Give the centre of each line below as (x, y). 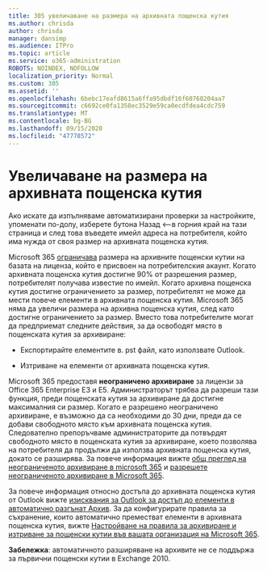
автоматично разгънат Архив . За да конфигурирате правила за (118, 508)
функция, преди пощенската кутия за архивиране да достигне (116, 398)
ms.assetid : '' (34, 91)
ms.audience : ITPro (41, 46)
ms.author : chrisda (41, 23)
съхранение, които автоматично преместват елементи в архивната (125, 517)
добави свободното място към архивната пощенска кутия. (110, 424)
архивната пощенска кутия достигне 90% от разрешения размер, (123, 274)
